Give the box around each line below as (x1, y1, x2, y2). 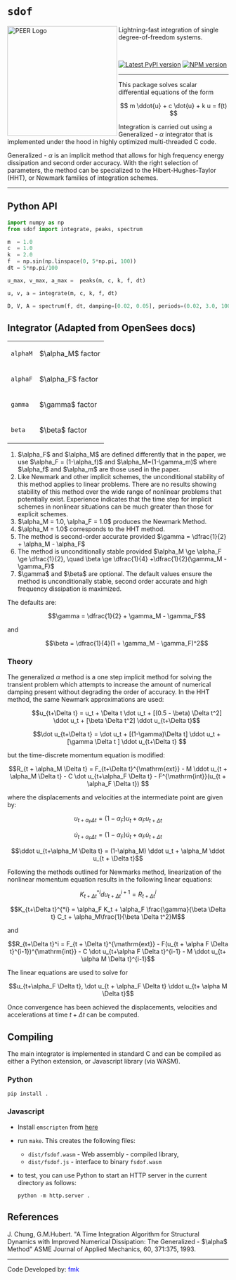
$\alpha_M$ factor (39, 349, 100, 359)
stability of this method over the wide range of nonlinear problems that (17, 488, 222, 496)
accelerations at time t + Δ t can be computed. (7, 1010, 139, 1019)
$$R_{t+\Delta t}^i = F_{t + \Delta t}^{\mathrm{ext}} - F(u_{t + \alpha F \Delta (8, 940, 228, 948)
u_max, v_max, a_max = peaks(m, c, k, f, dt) (7, 277, 146, 284)
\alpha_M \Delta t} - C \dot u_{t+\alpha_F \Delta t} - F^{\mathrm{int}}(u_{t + (9, 771, 227, 781)
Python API (7, 200, 58, 212)
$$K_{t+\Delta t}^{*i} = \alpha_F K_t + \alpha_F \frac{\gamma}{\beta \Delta (10, 905, 226, 914)
